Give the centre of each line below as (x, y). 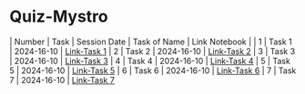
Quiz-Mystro (59, 17)
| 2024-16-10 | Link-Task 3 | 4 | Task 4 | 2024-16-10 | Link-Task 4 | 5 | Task (150, 61)
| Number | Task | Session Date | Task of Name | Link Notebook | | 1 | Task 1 (151, 42)
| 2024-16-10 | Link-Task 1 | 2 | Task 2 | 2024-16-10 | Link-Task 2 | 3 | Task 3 (152, 51)
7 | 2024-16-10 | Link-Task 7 (62, 80)
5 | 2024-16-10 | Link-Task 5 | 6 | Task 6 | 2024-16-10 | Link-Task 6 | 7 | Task (153, 70)
